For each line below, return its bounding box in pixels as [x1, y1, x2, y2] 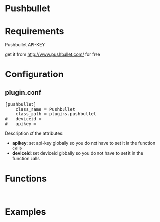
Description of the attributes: [5, 130, 64, 136]
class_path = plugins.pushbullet [15, 111, 96, 117]
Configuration [5, 69, 64, 80]
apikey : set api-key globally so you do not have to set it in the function [12, 140, 156, 146]
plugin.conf [5, 88, 42, 97]
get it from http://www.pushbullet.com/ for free [5, 51, 100, 57]
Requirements [5, 26, 64, 37]
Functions [5, 173, 47, 184]
